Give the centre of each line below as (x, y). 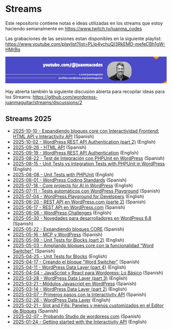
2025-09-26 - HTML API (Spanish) (49, 147)
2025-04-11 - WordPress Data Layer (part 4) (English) (69, 267)
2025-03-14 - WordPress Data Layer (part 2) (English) (70, 289)
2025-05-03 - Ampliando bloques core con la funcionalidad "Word (83, 245)
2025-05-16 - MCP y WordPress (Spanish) (58, 235)
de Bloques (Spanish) (35, 310)
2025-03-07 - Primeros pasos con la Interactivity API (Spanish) (80, 294)
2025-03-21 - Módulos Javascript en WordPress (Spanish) (74, 283)
